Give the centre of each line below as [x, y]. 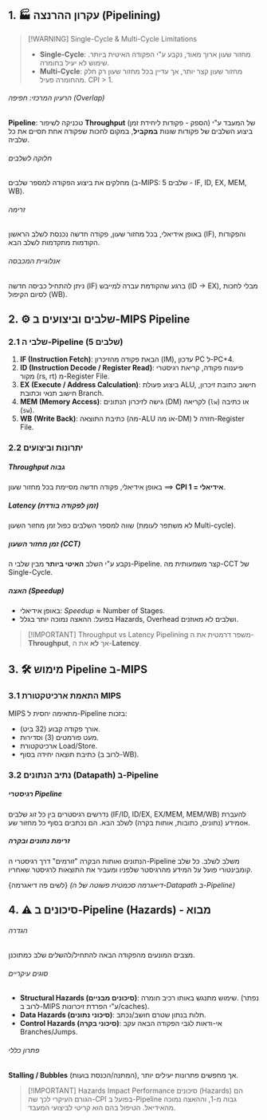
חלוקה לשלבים [30, 158]
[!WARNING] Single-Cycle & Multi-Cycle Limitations [112, 38]
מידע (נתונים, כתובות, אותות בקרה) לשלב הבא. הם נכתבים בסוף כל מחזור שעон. [129, 822]
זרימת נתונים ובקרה [39, 841]
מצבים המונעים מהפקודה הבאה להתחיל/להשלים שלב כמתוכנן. [102, 955]
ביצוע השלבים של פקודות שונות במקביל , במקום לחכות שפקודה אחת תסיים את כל [131, 131]
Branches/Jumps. [49, 1032]
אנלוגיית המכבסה [34, 261]
